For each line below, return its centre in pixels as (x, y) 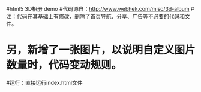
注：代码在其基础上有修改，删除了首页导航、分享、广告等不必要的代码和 (95, 16)
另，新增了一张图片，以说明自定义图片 (101, 50)
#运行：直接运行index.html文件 (44, 82)
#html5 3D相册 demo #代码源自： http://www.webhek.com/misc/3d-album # (100, 9)
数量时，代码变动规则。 (64, 65)
